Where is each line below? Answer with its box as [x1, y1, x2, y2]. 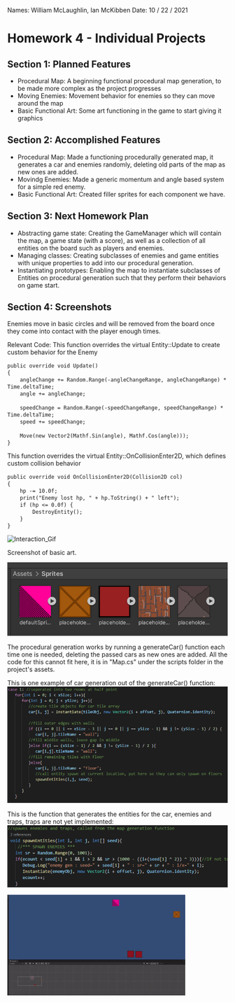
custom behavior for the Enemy [7, 348, 98, 356]
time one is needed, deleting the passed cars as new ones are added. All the [7, 650, 228, 659]
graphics [17, 114, 43, 122]
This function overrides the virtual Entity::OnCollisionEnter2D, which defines [7, 451, 227, 461]
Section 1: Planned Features [7, 58, 131, 70]
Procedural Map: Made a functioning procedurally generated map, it [17, 153, 214, 161]
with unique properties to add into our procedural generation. [17, 258, 194, 267]
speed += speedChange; [20, 419, 86, 426]
